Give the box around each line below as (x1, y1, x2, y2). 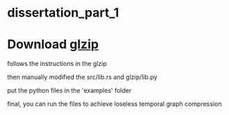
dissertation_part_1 (7, 5, 119, 21)
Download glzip (7, 37, 99, 53)
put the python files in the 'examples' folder (7, 87, 132, 95)
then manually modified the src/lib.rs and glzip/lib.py (7, 73, 158, 81)
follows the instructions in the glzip (7, 60, 108, 68)
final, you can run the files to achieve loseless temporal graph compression (7, 100, 222, 108)
